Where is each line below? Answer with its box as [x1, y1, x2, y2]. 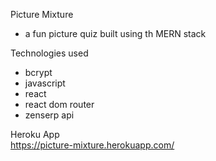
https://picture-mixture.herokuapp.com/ [10, 139, 175, 151]
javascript [24, 77, 66, 89]
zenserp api [24, 109, 75, 121]
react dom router [24, 99, 95, 110]
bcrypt [24, 67, 53, 78]
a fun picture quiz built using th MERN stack [24, 28, 207, 39]
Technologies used [10, 47, 89, 59]
